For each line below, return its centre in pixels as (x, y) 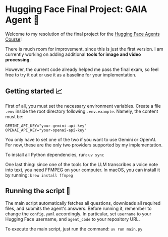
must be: (14, 116)
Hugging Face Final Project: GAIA (76, 9)
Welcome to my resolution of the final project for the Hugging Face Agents (82, 34)
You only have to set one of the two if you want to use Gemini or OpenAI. (81, 139)
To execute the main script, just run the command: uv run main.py (74, 229)
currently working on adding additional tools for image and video (73, 54)
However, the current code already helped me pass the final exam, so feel (82, 69)
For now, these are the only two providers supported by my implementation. (84, 145)
